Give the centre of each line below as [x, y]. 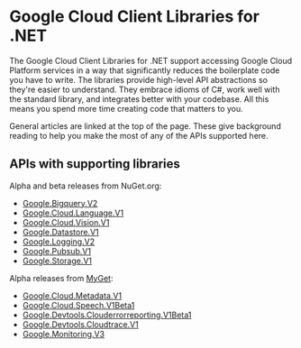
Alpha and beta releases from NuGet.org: [86, 186]
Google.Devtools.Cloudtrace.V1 [81, 324]
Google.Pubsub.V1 [57, 251]
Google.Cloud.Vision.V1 [66, 222]
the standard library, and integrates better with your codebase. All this [139, 99]
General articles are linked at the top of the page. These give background [145, 126]
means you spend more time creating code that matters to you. [126, 108]
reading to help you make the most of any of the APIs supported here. [139, 135]
